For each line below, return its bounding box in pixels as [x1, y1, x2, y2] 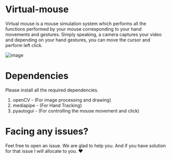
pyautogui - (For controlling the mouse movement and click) [12, 107, 140, 113]
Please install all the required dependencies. [5, 87, 99, 93]
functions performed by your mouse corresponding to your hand [5, 26, 142, 32]
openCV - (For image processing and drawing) [12, 97, 112, 103]
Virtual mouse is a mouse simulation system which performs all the [5, 20, 146, 27]
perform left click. [5, 42, 43, 48]
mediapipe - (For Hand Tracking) [12, 102, 82, 108]
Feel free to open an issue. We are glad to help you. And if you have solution [5, 142, 166, 149]
